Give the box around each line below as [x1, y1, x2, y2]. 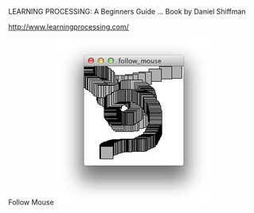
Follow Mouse [8, 198, 54, 207]
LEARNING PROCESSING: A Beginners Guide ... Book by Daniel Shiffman [8, 7, 246, 16]
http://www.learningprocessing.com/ [8, 22, 129, 31]
